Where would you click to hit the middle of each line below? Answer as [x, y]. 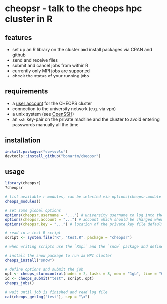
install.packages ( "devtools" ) [37, 152]
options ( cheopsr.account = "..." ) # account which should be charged [79, 220]
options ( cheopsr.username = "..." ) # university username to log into [80, 215]
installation [23, 140]
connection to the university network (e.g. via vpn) [64, 109]
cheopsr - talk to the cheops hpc [74, 9]
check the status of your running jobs [51, 76]
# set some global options [33, 210]
